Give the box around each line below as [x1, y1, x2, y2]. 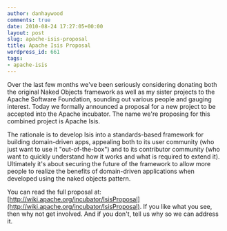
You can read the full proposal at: [7, 188, 102, 196]
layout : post [7, 29, 45, 37]
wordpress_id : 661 [7, 49, 60, 56]
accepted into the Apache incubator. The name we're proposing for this [7, 110, 210, 118]
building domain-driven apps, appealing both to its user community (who [7, 137, 215, 145]
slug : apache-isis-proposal [7, 36, 88, 43]
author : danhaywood [7, 10, 63, 17]
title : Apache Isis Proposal [7, 42, 91, 49]
